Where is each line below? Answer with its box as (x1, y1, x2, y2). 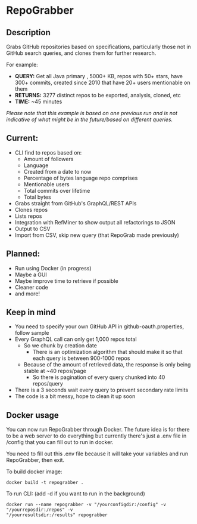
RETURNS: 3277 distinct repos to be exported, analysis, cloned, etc (14, 92, 181, 98)
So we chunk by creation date (23, 342, 97, 349)
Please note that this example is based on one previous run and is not (6, 110, 177, 116)
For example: (6, 61, 39, 68)
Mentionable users (23, 180, 70, 188)
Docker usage (6, 410, 59, 420)
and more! (14, 290, 40, 297)
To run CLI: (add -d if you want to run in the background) (6, 490, 146, 497)
